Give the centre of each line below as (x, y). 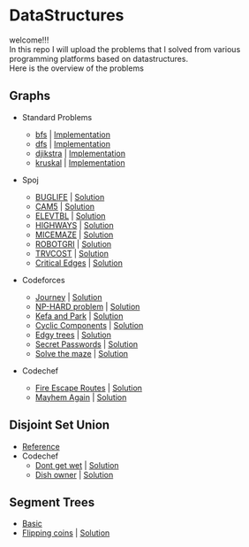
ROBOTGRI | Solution (73, 243)
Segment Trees (52, 502)
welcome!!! (29, 40)
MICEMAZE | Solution (74, 235)
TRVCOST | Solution (72, 253)
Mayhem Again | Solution (81, 397)
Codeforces (43, 280)
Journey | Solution (68, 297)
